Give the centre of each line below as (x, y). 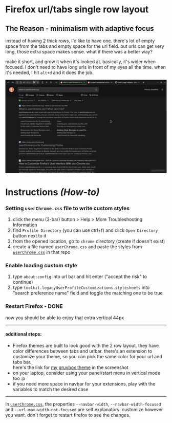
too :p (19, 378)
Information (25, 225)
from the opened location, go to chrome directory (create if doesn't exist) (89, 241)
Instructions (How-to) (52, 192)
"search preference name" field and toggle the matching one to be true (88, 293)
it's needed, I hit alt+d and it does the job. (49, 72)
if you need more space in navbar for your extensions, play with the (84, 383)
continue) (23, 282)
